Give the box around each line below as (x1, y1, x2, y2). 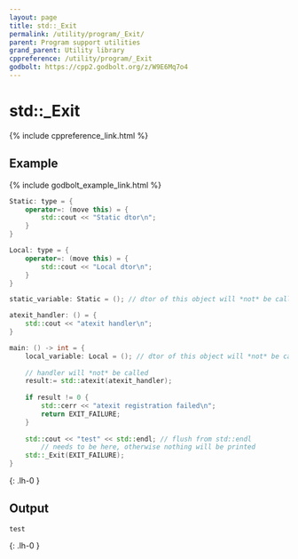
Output (9, 501, 49, 516)
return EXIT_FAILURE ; (41, 410, 122, 419)
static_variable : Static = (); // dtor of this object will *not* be (9, 295, 272, 304)
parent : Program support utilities (9, 37, 141, 47)
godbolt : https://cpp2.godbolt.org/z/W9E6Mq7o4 (9, 63, 189, 72)
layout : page (9, 12, 58, 22)
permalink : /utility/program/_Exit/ (9, 29, 145, 38)
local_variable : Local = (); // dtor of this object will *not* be (25, 352, 279, 361)
